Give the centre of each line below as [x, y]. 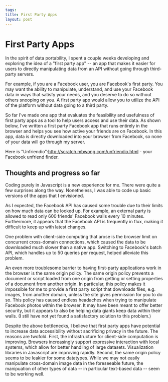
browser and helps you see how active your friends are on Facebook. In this [83, 131]
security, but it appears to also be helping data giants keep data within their [83, 311]
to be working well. [25, 374]
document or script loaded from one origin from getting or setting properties [84, 279]
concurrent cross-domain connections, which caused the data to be [75, 242]
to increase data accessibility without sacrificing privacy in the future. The [82, 331]
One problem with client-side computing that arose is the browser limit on [81, 237]
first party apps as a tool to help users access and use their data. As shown [83, 120]
